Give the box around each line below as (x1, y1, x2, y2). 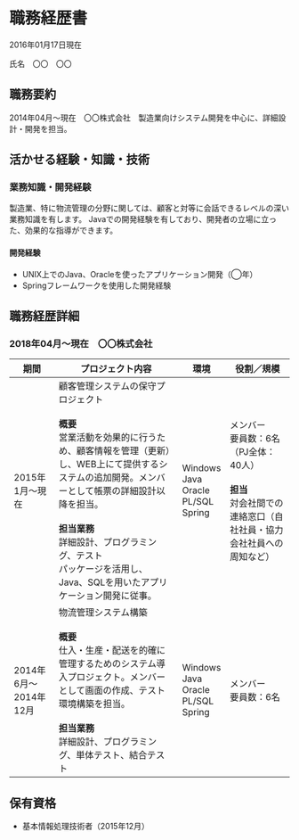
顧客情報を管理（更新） (76, 445, 171, 457)
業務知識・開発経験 (9, 181, 92, 194)
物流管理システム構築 (58, 606, 149, 619)
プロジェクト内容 (79, 363, 152, 375)
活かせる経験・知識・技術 (9, 152, 149, 168)
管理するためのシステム (58, 657, 158, 670)
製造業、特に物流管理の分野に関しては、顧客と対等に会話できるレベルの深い (9, 202, 290, 214)
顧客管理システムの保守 (58, 380, 158, 392)
